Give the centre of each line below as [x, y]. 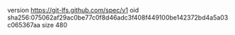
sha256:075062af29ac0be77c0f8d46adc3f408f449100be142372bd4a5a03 [118, 17]
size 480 [55, 25]
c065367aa [24, 25]
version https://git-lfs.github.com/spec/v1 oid [73, 10]
